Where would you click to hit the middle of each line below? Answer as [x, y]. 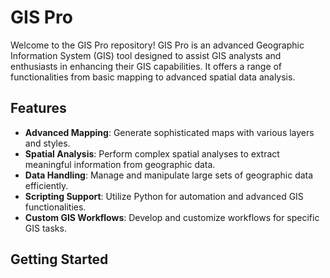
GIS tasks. [45, 228]
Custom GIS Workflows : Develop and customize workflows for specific [172, 217]
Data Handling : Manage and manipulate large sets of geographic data [169, 175]
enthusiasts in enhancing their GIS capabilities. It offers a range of [146, 66]
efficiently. [46, 185]
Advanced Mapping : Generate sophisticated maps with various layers [169, 132]
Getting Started [59, 259]
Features [38, 108]
